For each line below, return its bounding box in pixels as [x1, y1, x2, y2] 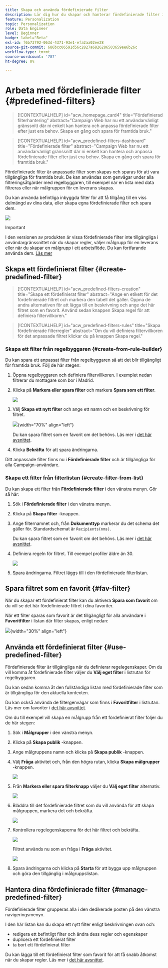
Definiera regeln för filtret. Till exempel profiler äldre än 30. [12, 551, 134, 557]
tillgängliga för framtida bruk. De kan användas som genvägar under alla [5, 174, 154, 180]
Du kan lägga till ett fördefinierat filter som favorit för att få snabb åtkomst [5, 951, 157, 957]
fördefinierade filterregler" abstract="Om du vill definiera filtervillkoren [17, 328, 163, 334]
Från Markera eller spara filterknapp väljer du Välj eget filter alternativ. [12, 783, 161, 789]
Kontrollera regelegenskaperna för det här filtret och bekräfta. [12, 827, 140, 833]
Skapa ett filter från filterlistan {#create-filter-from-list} [5, 474, 144, 481]
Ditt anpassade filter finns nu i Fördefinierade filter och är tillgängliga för [5, 457, 156, 463]
